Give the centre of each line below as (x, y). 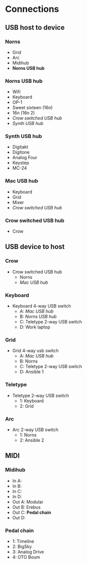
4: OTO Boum (26, 557)
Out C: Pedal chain (32, 512)
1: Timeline (23, 541)
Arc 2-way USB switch (35, 430)
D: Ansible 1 (32, 372)
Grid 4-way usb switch (36, 351)
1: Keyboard (32, 401)
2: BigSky (22, 546)
